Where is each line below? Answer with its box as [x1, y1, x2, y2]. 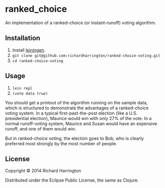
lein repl [12, 86, 33, 91]
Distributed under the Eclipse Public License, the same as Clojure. [5, 177, 139, 183]
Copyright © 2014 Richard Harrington [5, 168, 81, 174]
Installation [5, 34, 40, 42]
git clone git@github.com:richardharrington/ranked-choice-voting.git [12, 53, 161, 58]
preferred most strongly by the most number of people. [5, 140, 117, 146]
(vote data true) [12, 91, 48, 96]
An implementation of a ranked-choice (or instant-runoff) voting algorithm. [5, 20, 156, 26]
